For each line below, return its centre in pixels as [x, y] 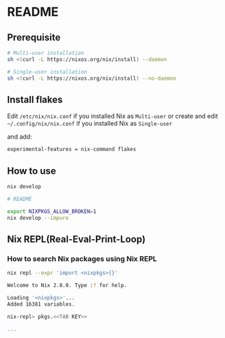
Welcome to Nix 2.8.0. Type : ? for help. [67, 286]
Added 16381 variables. [41, 304]
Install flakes [35, 99]
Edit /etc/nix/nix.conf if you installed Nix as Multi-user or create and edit [113, 116]
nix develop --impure [38, 218]
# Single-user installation [47, 72]
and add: [20, 137]
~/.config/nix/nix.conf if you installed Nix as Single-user [90, 124]
